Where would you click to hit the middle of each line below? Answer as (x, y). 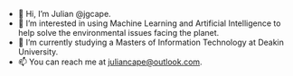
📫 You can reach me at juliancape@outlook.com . (110, 62)
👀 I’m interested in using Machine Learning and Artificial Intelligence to (149, 23)
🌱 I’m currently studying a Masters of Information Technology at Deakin (151, 42)
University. (38, 52)
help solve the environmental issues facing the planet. (118, 33)
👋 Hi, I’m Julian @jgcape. (64, 14)
